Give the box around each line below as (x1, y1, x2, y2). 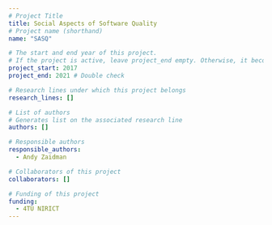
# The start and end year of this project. (8, 49, 158, 57)
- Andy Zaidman (15, 153, 67, 161)
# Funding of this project (8, 189, 100, 198)
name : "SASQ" (8, 34, 53, 43)
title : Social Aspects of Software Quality (8, 19, 158, 28)
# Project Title (8, 11, 63, 20)
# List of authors (8, 108, 70, 117)
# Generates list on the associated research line (8, 116, 183, 124)
